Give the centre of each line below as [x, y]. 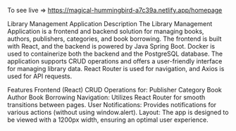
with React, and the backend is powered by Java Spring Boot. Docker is [111, 46]
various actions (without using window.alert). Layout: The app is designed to [118, 112]
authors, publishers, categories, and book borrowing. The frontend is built [114, 39]
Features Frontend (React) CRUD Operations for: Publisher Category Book [114, 90]
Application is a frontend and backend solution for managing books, [106, 31]
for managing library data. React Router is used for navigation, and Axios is [116, 69]
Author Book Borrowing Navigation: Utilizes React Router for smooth [106, 97]
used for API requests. [40, 76]
